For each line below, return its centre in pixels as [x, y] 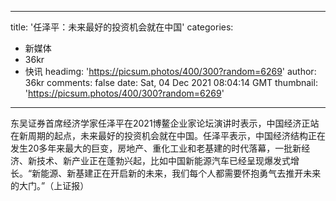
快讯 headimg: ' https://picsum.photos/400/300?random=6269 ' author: [170, 71]
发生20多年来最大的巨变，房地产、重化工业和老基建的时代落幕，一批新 [156, 148]
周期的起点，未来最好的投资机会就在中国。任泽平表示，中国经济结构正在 [176, 135]
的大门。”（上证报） [50, 185]
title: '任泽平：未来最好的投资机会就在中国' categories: [122, 27]
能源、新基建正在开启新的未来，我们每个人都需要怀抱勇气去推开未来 [181, 173]
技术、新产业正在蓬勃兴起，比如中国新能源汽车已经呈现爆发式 [163, 160]
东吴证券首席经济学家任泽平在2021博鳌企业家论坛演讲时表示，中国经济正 [160, 123]
